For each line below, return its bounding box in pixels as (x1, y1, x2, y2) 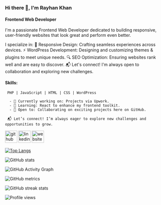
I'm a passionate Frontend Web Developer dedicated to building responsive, (5, 27, 157, 33)
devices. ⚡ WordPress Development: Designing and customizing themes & (5, 47, 154, 53)
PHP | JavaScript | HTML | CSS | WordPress (7, 91, 97, 95)
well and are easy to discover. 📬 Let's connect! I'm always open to (5, 62, 140, 67)
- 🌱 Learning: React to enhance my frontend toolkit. (9, 103, 120, 108)
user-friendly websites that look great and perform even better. (5, 32, 131, 38)
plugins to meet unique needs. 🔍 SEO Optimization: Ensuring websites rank (5, 54, 156, 60)
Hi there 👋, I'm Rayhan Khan (5, 4, 72, 11)
